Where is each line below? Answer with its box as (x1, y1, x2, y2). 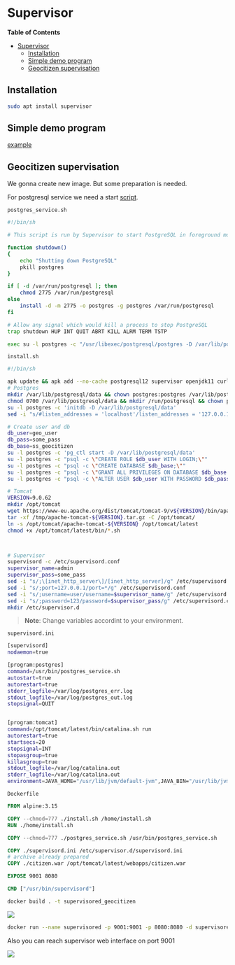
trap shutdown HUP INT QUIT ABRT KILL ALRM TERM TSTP (7, 327, 168, 335)
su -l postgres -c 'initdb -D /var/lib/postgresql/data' (7, 404, 177, 411)
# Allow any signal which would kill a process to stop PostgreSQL (7, 321, 208, 328)
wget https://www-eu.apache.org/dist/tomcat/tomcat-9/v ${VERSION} (7, 507, 205, 514)
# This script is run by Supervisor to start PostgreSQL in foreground (7, 232, 220, 239)
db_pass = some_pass (7, 436, 61, 444)
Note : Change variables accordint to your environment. (24, 617, 184, 625)
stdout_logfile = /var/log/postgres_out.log (7, 694, 133, 701)
